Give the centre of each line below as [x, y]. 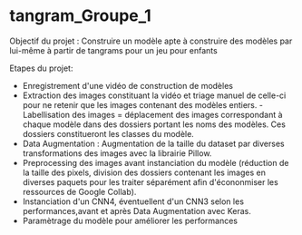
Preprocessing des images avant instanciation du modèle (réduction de [156, 162]
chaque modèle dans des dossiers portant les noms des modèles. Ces [154, 124]
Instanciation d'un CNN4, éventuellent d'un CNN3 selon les [133, 201]
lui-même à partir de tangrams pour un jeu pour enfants [113, 50]
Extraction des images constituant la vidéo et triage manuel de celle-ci [154, 95]
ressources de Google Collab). [79, 191]
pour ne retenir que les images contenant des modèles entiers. [140, 104]
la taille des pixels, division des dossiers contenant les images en [144, 172]
